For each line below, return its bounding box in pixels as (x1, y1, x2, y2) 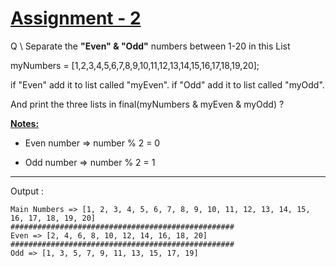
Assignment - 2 (10, 7, 142, 30)
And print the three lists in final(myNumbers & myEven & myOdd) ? (10, 98, 285, 110)
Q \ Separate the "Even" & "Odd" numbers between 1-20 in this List (10, 40, 291, 52)
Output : (10, 185, 44, 197)
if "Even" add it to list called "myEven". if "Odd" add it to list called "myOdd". (10, 78, 325, 91)
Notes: (10, 117, 40, 129)
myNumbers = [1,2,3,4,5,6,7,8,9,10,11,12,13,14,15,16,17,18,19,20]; (10, 59, 260, 71)
